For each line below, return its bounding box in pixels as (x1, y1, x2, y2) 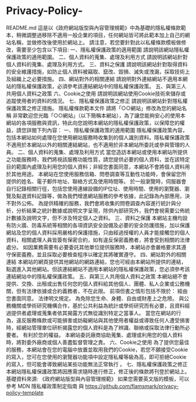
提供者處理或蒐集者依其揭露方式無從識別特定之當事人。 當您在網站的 (10, 309, 176, 317)
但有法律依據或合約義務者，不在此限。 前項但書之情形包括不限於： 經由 (16, 287, 188, 294)
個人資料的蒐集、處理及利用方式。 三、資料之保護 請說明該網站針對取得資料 (6, 60, 188, 68)
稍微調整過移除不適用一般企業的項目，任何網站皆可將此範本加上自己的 (16, 31, 185, 39)
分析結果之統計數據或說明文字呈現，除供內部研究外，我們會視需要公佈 (16, 207, 185, 214)
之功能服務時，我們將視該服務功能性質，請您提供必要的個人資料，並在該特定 (6, 156, 190, 163)
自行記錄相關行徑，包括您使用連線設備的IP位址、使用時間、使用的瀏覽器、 (6, 185, 185, 192)
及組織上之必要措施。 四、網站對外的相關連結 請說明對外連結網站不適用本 (6, 75, 183, 83)
